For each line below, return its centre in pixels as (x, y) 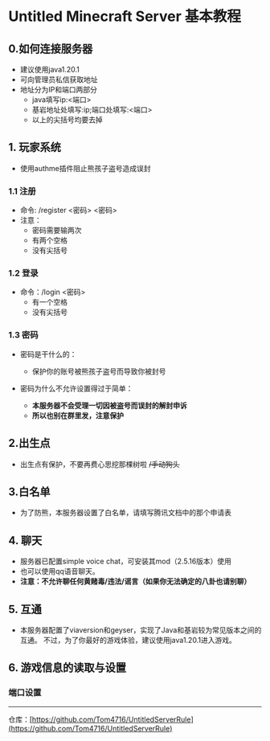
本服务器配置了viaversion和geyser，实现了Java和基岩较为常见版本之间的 (141, 630)
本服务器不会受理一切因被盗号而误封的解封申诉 (109, 405)
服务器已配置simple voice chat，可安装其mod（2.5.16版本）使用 (125, 561)
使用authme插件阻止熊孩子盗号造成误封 (85, 168)
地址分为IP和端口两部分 (59, 90)
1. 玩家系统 (35, 147)
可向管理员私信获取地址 (59, 80)
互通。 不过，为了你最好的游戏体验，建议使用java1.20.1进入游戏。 (128, 640)
